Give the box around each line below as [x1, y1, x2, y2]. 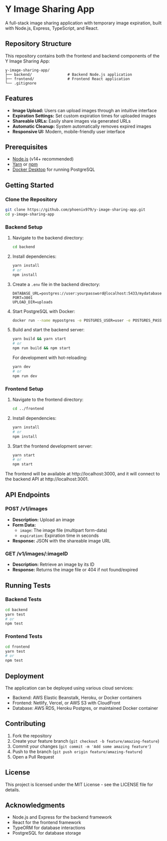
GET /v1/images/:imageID [5, 550, 68, 557]
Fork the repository [12, 733, 52, 739]
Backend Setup [5, 224, 43, 230]
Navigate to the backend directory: [12, 235, 84, 241]
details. [5, 786, 20, 793]
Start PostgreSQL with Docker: [12, 308, 76, 314]
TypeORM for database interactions [12, 825, 85, 831]
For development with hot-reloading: [12, 355, 87, 361]
